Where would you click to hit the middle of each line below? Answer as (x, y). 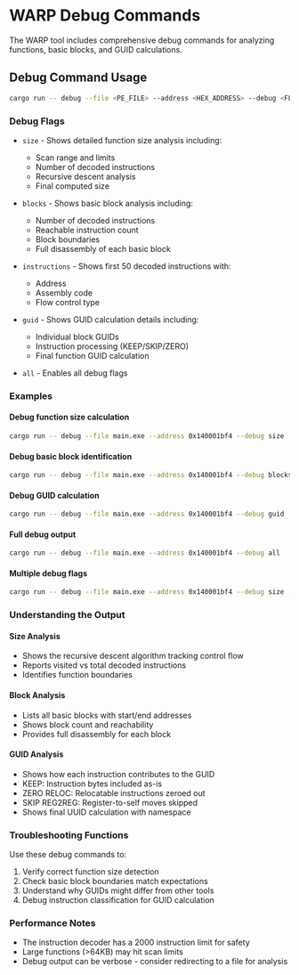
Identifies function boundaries (77, 675)
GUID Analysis (36, 754)
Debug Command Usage (78, 78)
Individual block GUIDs (77, 337)
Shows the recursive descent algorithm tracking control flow (133, 656)
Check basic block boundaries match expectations (115, 882)
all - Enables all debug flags (75, 373)
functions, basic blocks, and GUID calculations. (96, 49)
